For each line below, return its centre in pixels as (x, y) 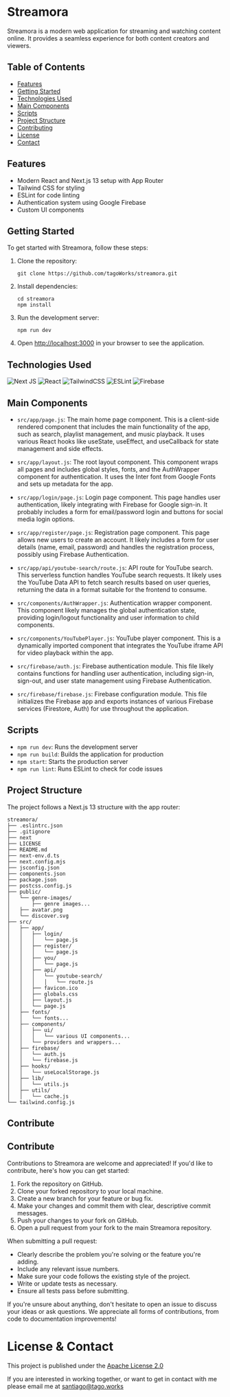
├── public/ (24, 892)
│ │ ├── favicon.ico (43, 988)
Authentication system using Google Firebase (81, 202)
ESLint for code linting (48, 195)
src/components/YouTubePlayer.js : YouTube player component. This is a (119, 638)
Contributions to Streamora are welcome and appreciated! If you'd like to (110, 1163)
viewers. (19, 45)
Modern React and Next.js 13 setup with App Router (90, 180)
